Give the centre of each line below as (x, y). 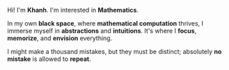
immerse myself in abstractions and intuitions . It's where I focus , (102, 31)
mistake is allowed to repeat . (49, 59)
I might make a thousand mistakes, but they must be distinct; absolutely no (114, 52)
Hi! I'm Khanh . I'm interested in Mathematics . (73, 10)
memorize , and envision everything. (60, 38)
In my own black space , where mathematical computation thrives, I (105, 23)
